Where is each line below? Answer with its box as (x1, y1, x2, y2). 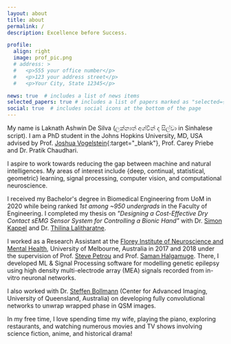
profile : (7, 42, 32, 49)
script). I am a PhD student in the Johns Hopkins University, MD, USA (7, 132, 203, 139)
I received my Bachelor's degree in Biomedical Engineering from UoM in (7, 195, 212, 203)
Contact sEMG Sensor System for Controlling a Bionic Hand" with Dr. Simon (7, 217, 222, 225)
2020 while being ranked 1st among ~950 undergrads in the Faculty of (7, 202, 208, 210)
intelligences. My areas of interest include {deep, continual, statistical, (7, 167, 206, 175)
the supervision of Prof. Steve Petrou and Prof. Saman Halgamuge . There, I (7, 252, 219, 260)
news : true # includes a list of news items (7, 92, 140, 100)
